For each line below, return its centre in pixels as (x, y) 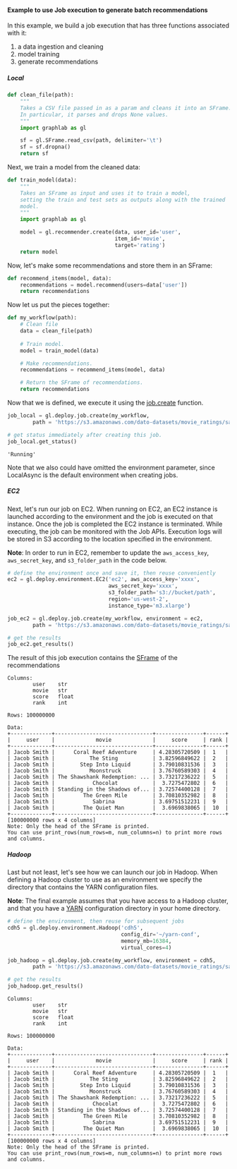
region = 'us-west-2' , (139, 599)
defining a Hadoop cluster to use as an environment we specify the (105, 880)
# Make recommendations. (56, 364)
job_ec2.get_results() (41, 645)
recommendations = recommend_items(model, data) (93, 370)
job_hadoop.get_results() (45, 986)
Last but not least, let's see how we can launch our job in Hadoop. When (113, 873)
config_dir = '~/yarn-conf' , (160, 934)
